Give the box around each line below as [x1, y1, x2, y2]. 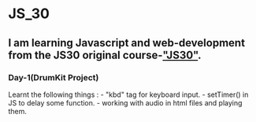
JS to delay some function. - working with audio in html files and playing [8, 98, 243, 107]
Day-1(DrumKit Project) [8, 72, 99, 83]
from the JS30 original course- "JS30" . [8, 48, 202, 61]
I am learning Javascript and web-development [8, 36, 246, 50]
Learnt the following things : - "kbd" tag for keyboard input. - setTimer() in [8, 90, 249, 99]
